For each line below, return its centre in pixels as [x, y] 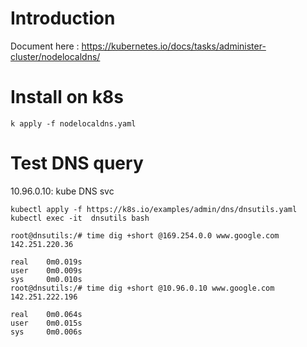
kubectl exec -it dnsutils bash [80, 218]
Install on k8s [67, 97]
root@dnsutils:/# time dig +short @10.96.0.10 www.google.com [142, 288]
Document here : [45, 46]
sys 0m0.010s [46, 279]
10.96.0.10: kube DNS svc [62, 191]
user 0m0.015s [46, 323]
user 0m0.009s [46, 270]
